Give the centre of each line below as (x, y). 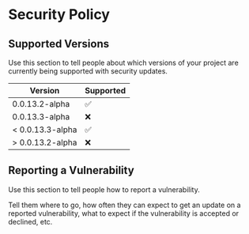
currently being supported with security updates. (88, 71)
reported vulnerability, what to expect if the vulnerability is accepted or (124, 213)
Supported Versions (58, 44)
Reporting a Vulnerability (71, 170)
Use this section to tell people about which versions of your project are (123, 62)
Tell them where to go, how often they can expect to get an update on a (124, 205)
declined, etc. (30, 221)
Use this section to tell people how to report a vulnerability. (104, 189)
